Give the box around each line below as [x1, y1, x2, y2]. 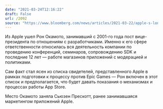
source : [5, 20, 21, 26]
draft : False [5, 12, 32, 16]
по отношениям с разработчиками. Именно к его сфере [30, 39, 147, 45]
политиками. [5, 59, 32, 65]
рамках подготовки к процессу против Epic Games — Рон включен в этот [5, 74, 158, 80]
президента [5, 39, 30, 45]
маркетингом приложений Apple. [5, 98, 74, 104]
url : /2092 [5, 16, 27, 21]
